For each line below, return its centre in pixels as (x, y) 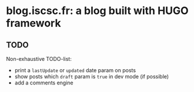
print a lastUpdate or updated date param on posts (75, 70)
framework (34, 23)
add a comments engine (44, 83)
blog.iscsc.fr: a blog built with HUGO (98, 11)
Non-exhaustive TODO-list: (39, 59)
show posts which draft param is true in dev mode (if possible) (92, 76)
